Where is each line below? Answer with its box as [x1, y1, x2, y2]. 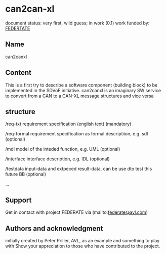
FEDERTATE [5, 25, 30, 31]
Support [5, 195, 32, 204]
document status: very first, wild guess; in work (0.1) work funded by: [5, 20, 150, 26]
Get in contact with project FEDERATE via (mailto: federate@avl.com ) [5, 209, 148, 215]
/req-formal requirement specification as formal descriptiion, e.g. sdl [5, 131, 148, 137]
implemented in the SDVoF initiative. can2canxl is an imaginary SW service [5, 87, 161, 93]
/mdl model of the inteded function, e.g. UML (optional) [5, 146, 120, 152]
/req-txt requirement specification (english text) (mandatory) [5, 121, 132, 127]
